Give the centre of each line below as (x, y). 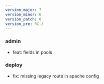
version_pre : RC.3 (24, 24)
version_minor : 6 (23, 14)
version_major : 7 (23, 10)
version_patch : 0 (23, 19)
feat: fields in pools (32, 52)
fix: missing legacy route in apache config (56, 76)
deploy (14, 65)
